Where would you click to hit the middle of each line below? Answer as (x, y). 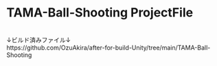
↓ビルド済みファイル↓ (39, 40)
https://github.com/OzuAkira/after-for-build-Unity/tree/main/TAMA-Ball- (108, 47)
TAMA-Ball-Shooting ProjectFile (100, 13)
